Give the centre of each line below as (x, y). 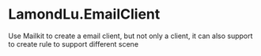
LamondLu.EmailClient (84, 14)
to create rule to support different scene (74, 44)
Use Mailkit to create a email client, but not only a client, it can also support (130, 36)
